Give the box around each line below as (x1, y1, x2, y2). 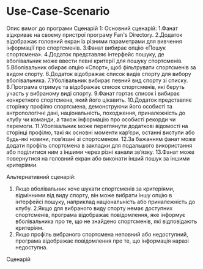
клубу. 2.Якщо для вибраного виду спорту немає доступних (15, 204, 173, 212)
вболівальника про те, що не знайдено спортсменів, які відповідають (15, 218, 197, 225)
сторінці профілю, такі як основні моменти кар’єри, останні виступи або (6, 129, 195, 136)
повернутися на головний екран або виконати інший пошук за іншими (6, 154, 190, 162)
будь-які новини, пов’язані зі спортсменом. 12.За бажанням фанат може (6, 135, 196, 142)
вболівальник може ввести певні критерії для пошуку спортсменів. (6, 57, 183, 64)
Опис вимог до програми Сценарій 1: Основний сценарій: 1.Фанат (6, 25, 179, 32)
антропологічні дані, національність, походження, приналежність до (6, 109, 185, 116)
